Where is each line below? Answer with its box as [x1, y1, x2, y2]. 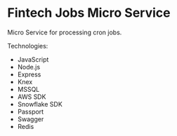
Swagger [17, 114, 44, 123]
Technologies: [7, 41, 48, 50]
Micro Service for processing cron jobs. [7, 28, 122, 36]
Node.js [17, 62, 41, 71]
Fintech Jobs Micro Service [7, 5, 171, 21]
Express [17, 70, 41, 79]
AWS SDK [17, 93, 46, 101]
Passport [17, 107, 44, 116]
